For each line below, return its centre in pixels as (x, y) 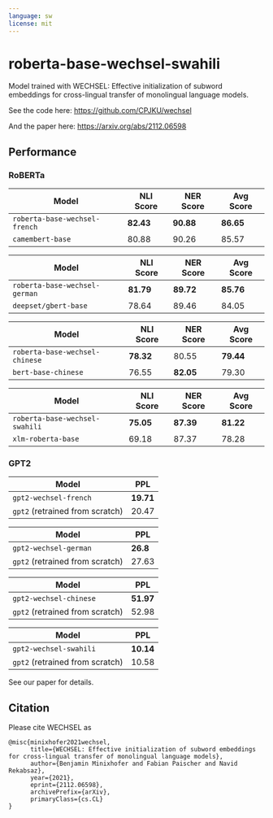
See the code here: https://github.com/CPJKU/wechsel (100, 111)
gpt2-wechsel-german (52, 548)
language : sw (30, 16)
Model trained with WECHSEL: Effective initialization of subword (116, 86)
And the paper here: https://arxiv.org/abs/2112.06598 (97, 126)
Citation (29, 708)
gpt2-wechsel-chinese (54, 599)
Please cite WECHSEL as (50, 728)
